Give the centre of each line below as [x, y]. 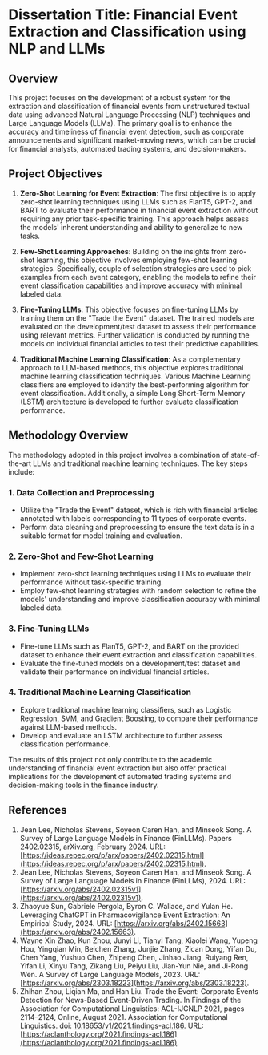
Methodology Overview [68, 436]
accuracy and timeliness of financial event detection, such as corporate [126, 131]
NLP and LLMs [57, 49]
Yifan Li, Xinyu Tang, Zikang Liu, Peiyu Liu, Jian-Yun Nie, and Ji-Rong [134, 966]
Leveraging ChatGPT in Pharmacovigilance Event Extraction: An [125, 915]
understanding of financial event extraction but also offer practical [117, 768]
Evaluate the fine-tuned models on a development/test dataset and [130, 663]
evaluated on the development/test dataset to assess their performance [138, 326]
